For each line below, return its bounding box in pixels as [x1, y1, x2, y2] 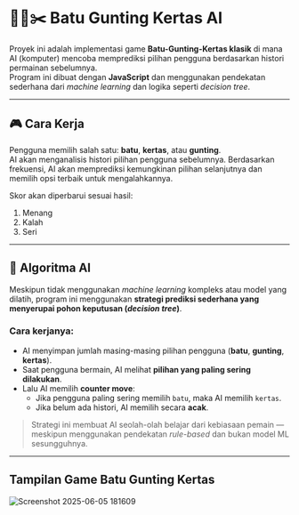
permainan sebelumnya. [9, 62, 98, 73]
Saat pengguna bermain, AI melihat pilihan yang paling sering [21, 364, 251, 374]
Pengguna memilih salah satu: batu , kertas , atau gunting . [9, 144, 222, 155]
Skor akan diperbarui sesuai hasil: [9, 189, 133, 201]
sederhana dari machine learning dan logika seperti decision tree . [9, 81, 251, 92]
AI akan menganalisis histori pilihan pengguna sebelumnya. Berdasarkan [9, 154, 275, 165]
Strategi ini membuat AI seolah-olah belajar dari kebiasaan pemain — [30, 419, 285, 430]
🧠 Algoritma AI [9, 261, 92, 276]
